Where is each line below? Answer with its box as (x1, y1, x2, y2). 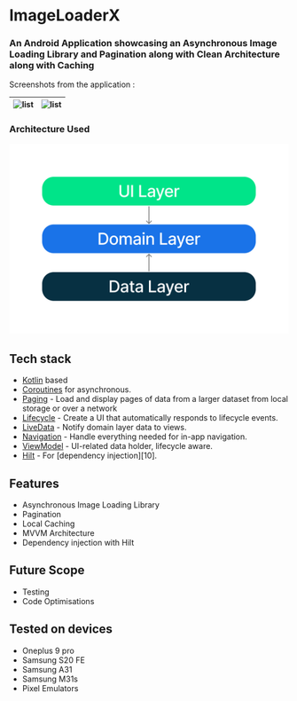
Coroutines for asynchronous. (21, 384, 131, 395)
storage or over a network (21, 403, 118, 414)
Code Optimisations (21, 595, 95, 606)
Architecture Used (9, 123, 90, 136)
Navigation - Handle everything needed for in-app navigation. (21, 431, 248, 442)
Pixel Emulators (21, 682, 79, 693)
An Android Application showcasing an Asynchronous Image (9, 37, 277, 50)
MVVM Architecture (21, 527, 95, 538)
